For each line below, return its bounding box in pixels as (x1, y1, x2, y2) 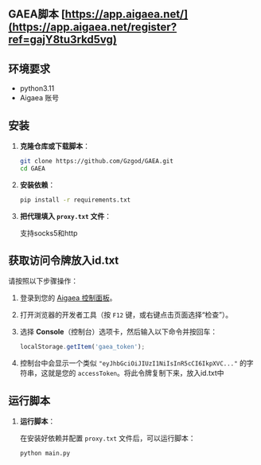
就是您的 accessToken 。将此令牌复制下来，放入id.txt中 (47, 369, 224, 378)
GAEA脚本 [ (8, 7, 66, 21)
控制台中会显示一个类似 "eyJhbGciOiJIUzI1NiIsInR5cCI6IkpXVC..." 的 (19, 358, 247, 368)
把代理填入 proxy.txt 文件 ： (19, 211, 111, 221)
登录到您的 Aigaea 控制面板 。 (19, 293, 117, 303)
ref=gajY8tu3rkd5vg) (8, 33, 117, 46)
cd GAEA (19, 164, 45, 173)
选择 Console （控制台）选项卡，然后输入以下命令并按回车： (19, 327, 217, 337)
